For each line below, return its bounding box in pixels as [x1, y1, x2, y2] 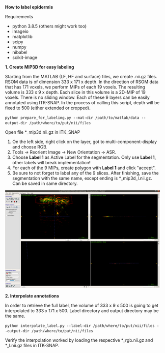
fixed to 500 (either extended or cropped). [5, 105, 91, 111]
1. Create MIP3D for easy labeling [5, 64, 75, 70]
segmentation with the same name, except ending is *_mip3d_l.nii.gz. [12, 176, 152, 181]
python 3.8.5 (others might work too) [12, 23, 87, 29]
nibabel [12, 49, 28, 55]
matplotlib [12, 34, 33, 39]
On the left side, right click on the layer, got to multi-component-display [12, 139, 157, 145]
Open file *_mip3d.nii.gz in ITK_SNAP [5, 129, 80, 135]
